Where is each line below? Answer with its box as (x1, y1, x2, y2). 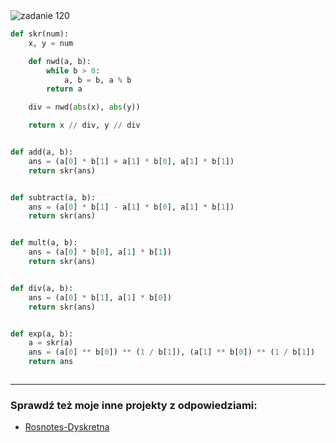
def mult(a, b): (10, 238, 78, 248)
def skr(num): (10, 29, 70, 39)
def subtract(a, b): (10, 192, 97, 203)
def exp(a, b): (10, 329, 74, 339)
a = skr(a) (28, 338, 74, 348)
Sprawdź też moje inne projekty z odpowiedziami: (10, 398, 258, 412)
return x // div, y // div (28, 120, 141, 131)
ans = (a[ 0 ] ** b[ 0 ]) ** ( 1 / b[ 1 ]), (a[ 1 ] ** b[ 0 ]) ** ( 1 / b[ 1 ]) (28, 347, 316, 358)
